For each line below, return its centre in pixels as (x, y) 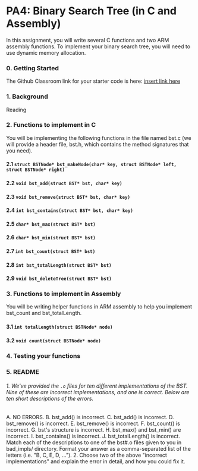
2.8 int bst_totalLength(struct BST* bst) (59, 265)
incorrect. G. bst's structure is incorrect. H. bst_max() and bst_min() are (94, 429)
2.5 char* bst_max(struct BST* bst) (51, 224)
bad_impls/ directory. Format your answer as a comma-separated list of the (99, 448)
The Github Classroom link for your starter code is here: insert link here (93, 81)
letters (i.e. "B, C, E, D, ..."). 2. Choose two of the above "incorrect (87, 455)
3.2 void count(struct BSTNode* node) (54, 340)
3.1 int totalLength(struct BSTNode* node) (59, 327)
